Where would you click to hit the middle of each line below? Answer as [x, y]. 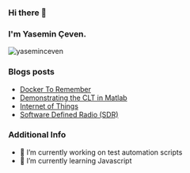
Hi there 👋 [28, 13]
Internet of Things [49, 106]
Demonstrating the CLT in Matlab [74, 98]
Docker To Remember [55, 89]
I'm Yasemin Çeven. [47, 33]
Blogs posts [32, 72]
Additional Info [37, 135]
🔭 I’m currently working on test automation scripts [101, 152]
